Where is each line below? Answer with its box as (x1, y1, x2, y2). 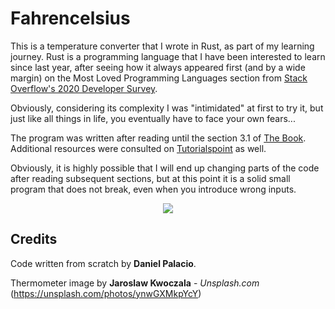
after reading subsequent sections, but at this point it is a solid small (10, 172, 291, 184)
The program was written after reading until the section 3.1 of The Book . (10, 132, 307, 144)
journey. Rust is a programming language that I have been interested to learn (10, 50, 326, 62)
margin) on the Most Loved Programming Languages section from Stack (10, 72, 308, 84)
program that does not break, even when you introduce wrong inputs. (10, 183, 297, 195)
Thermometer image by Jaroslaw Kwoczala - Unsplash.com (10, 277, 260, 289)
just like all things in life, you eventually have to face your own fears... (10, 112, 296, 124)
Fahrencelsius (10, 7, 131, 30)
